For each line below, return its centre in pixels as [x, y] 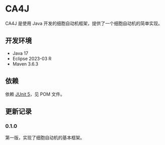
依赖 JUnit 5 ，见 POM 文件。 [35, 94]
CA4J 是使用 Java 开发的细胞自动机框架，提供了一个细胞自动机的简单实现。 [84, 23]
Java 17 [20, 53]
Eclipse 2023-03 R [32, 58]
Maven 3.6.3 [25, 64]
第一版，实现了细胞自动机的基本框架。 [45, 138]
